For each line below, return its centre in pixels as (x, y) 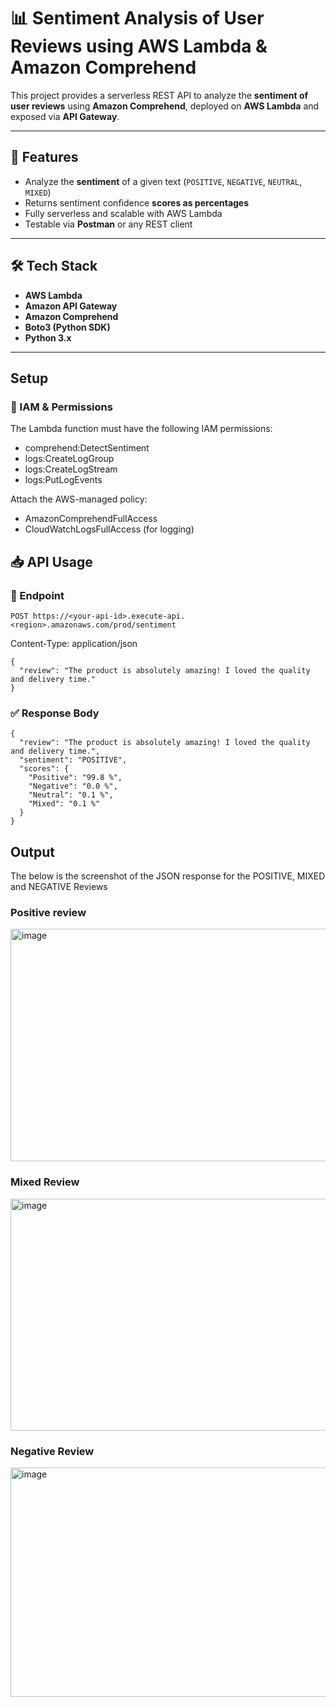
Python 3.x (48, 337)
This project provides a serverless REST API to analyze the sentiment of (159, 95)
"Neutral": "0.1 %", (71, 795)
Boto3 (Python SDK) (67, 327)
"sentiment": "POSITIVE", (73, 760)
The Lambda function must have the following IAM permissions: (141, 429)
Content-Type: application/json (74, 643)
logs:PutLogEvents (63, 480)
